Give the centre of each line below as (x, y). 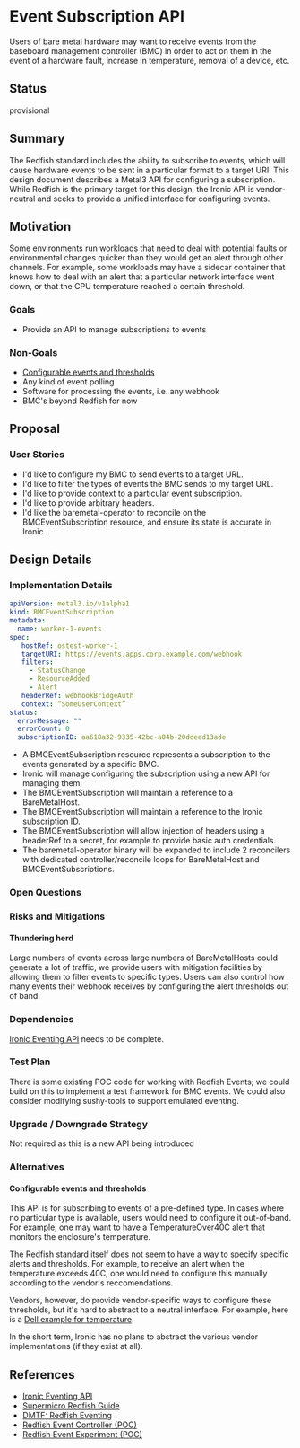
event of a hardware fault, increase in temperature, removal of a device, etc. (150, 60)
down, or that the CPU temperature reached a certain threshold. (127, 287)
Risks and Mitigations (57, 916)
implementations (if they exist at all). (76, 1346)
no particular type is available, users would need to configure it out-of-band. (150, 1218)
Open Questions (46, 893)
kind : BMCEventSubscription (62, 613)
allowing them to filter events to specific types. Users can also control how (147, 977)
